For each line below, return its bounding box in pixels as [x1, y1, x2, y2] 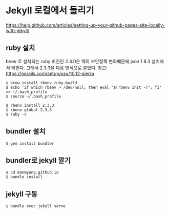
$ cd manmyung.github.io [6, 170, 59, 175]
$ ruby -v [6, 111, 27, 117]
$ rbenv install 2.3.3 [6, 103, 54, 108]
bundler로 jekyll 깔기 [6, 156, 71, 165]
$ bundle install [6, 174, 43, 180]
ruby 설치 [6, 44, 35, 52]
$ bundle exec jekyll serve [6, 204, 66, 209]
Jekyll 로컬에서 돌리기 [6, 5, 94, 16]
